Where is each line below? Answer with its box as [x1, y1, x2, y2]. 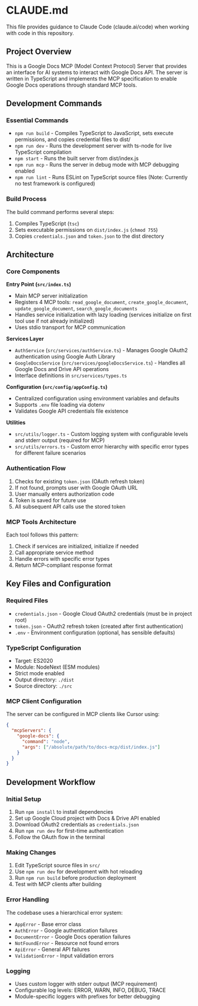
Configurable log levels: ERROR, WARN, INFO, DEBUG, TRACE [14, 986, 166, 994]
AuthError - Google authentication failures [14, 927, 118, 934]
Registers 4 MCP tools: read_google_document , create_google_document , [14, 299, 189, 306]
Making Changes [6, 848, 56, 857]
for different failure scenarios [14, 449, 86, 456]
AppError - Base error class [14, 920, 82, 928]
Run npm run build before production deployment [14, 874, 136, 882]
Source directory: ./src [14, 682, 72, 689]
